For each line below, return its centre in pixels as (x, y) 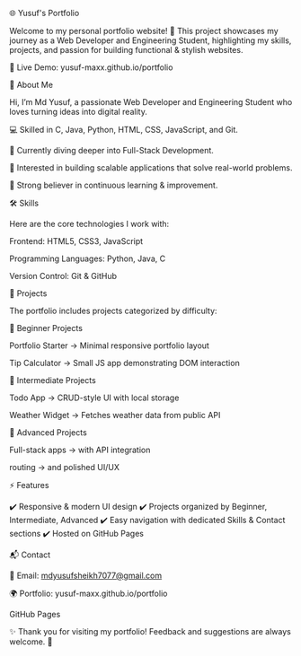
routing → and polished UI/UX (64, 467)
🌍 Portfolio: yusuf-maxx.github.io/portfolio (89, 593)
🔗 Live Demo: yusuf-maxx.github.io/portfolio (91, 67)
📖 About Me (31, 85)
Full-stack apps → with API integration (80, 450)
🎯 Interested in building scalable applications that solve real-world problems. (151, 168)
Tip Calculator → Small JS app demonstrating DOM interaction (124, 363)
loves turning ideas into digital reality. (79, 112)
